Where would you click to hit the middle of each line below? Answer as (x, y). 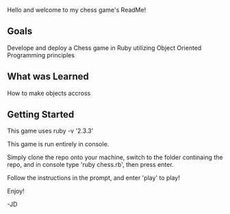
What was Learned (48, 77)
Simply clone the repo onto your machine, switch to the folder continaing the (115, 157)
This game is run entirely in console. (58, 144)
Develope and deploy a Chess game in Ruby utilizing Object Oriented (104, 48)
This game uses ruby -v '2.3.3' (50, 131)
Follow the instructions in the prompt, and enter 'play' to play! (93, 178)
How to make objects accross (49, 93)
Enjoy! (16, 191)
